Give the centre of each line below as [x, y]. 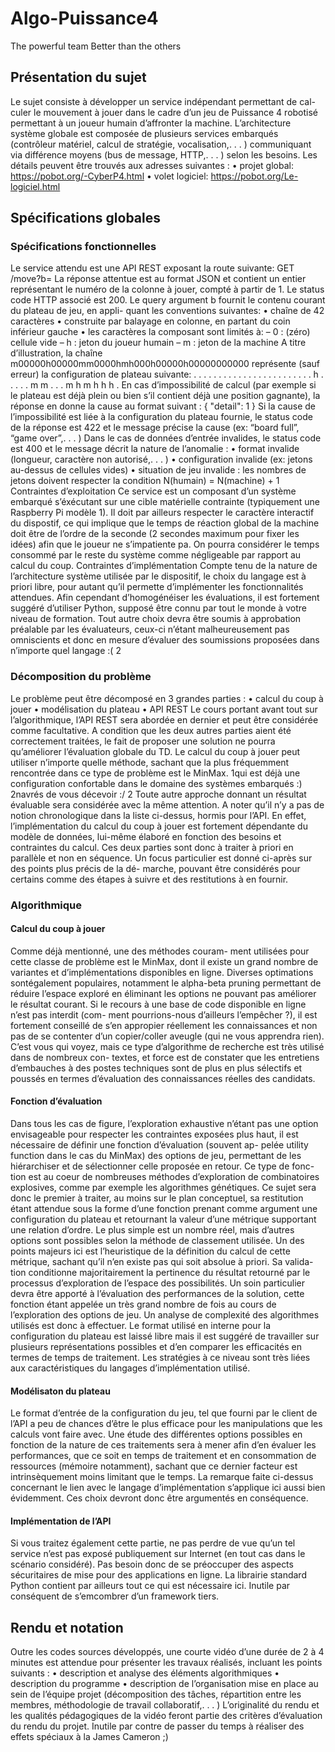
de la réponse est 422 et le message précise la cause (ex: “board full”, [155, 428]
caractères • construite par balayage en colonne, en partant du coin [150, 321]
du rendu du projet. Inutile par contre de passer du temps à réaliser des [157, 1726]
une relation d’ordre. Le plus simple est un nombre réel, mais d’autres [152, 1230]
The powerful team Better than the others [96, 46]
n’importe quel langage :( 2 [66, 651]
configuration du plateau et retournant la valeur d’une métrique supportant [163, 1219]
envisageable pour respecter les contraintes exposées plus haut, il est [154, 1134]
